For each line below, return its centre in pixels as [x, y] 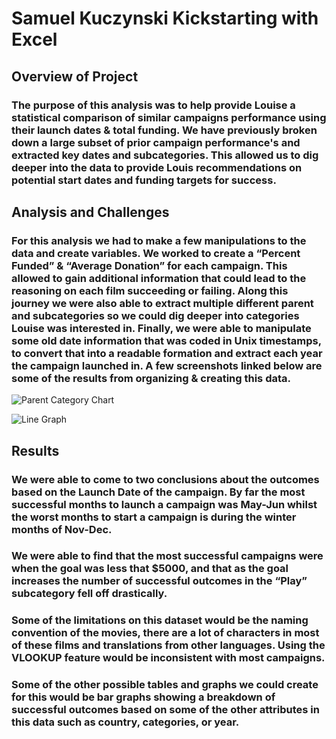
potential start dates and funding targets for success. [144, 180]
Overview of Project [75, 76]
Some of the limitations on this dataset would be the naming [160, 620]
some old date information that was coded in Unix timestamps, [166, 340]
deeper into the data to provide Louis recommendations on [157, 167]
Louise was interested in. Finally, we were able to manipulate [161, 328]
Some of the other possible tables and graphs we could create [165, 685]
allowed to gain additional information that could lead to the [159, 278]
